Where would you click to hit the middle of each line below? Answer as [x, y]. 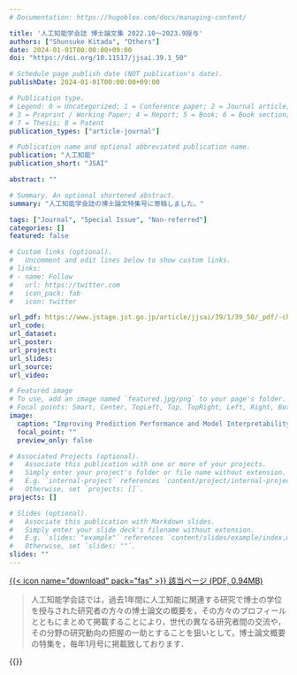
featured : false [39, 236]
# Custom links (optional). [61, 252]
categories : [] [37, 228]
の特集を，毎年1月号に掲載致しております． [110, 643]
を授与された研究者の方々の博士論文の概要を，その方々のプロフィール [159, 610]
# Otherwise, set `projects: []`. [76, 489]
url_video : [29, 375]
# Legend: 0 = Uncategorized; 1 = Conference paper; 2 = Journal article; [150, 106]
